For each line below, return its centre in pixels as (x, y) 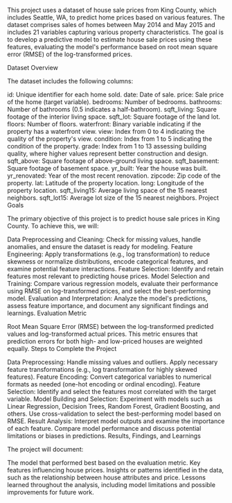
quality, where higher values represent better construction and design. (108, 153)
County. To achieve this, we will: (53, 226)
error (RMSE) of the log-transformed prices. (70, 54)
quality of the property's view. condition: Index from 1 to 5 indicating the (110, 139)
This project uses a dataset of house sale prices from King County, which (112, 10)
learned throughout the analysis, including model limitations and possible (111, 485)
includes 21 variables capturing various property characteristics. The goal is (115, 32)
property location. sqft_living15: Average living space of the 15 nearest (107, 190)
